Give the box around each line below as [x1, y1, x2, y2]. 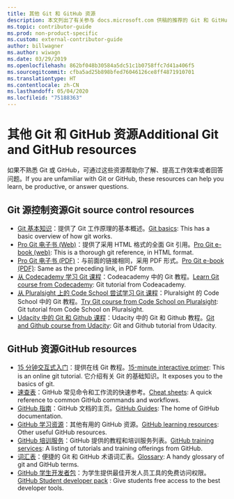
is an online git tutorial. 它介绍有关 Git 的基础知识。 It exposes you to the [17, 371, 223, 380]
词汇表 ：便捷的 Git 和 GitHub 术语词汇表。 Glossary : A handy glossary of [17, 452, 225, 461]
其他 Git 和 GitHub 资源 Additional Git [7, 127, 219, 143]
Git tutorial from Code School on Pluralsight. [17, 305, 144, 314]
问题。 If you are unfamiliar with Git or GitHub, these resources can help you [7, 174, 224, 183]
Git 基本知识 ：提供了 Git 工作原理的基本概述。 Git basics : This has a [17, 224, 210, 232]
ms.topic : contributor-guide [7, 23, 92, 30]
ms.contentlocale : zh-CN [7, 82, 79, 89]
